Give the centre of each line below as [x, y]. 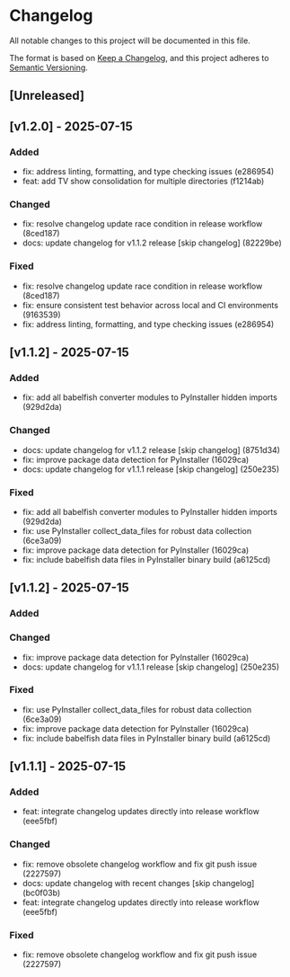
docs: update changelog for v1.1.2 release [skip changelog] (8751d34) [151, 449]
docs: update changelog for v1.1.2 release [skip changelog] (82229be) [152, 243]
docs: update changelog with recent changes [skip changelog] [138, 883]
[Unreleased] [47, 96]
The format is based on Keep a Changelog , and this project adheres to [139, 58]
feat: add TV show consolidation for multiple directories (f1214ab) [143, 182]
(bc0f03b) [41, 893]
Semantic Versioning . [48, 67]
